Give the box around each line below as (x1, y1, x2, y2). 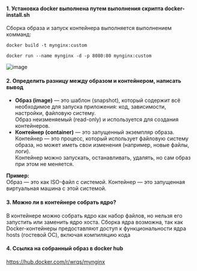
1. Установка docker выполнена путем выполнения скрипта (6, 5, 164, 12)
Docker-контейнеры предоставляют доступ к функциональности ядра (6, 225, 186, 232)
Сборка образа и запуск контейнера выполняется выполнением (6, 25, 172, 32)
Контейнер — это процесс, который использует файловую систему (14, 135, 189, 142)
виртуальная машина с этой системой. (6, 185, 107, 192)
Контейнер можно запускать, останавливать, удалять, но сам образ (14, 154, 191, 161)
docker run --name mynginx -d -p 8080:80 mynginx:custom (6, 53, 152, 59)
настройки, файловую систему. (14, 110, 96, 117)
